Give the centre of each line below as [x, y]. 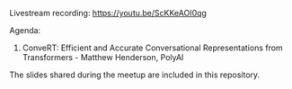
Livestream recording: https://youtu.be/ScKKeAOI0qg [108, 13]
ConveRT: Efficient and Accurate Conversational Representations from [152, 48]
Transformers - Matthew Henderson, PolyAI [103, 57]
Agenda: [25, 30]
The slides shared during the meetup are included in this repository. [135, 75]
